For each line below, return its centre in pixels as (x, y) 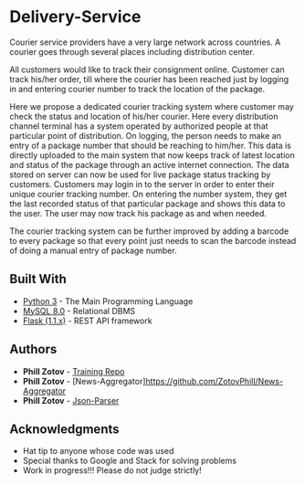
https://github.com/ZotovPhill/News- (215, 381)
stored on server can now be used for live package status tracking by (140, 174)
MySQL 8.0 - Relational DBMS (79, 311)
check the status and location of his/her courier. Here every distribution (144, 116)
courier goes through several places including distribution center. (132, 51)
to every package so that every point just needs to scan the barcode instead (153, 240)
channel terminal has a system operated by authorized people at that (139, 126)
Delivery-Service (75, 17)
